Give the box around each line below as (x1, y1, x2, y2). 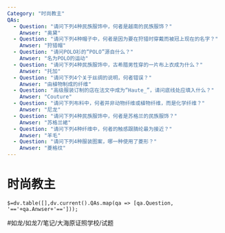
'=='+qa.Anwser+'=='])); (7, 205, 78, 212)
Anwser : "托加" (19, 68, 61, 74)
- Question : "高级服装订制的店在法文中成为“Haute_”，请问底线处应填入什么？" (13, 87, 215, 94)
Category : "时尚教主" (7, 10, 65, 17)
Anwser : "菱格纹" (19, 145, 66, 152)
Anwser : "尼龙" (19, 106, 61, 113)
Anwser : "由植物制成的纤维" (19, 81, 92, 88)
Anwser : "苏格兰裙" (19, 119, 71, 126)
